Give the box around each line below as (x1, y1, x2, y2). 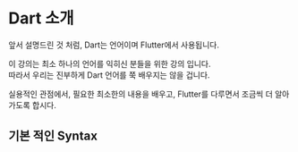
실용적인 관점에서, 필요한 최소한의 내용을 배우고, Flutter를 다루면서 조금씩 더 (8, 89, 274, 99)
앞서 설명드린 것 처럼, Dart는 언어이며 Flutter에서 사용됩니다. (8, 39, 220, 50)
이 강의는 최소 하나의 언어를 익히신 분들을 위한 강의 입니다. (8, 58, 211, 69)
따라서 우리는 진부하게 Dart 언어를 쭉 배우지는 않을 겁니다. (8, 69, 210, 80)
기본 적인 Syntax (8, 129, 98, 144)
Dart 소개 (8, 8, 74, 29)
